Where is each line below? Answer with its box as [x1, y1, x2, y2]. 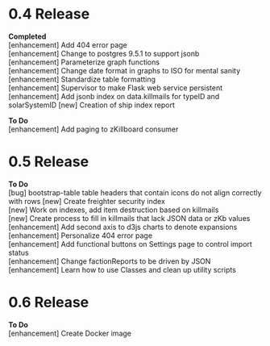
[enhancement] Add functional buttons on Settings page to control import [8, 239, 252, 248]
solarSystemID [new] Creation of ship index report [8, 100, 175, 110]
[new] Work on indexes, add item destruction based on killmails [8, 205, 219, 215]
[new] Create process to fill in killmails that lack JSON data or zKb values [8, 213, 251, 223]
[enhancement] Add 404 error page [8, 40, 127, 49]
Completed [8, 31, 47, 41]
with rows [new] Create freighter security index [8, 196, 165, 206]
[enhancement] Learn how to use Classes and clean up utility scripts [8, 265, 236, 274]
